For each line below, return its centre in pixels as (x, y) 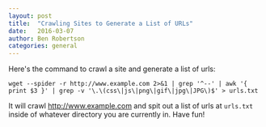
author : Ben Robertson (46, 38)
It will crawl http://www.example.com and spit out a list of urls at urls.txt (131, 106)
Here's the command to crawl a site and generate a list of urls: (112, 69)
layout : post (30, 16)
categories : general (43, 46)
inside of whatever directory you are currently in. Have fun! (107, 115)
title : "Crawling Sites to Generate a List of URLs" (101, 23)
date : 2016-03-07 (41, 31)
